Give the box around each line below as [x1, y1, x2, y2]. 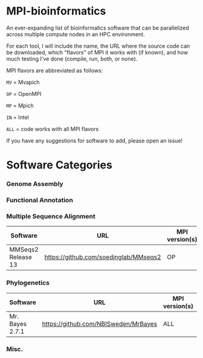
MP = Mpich [6, 101, 34, 109]
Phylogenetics [6, 279, 50, 287]
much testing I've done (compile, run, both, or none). [6, 55, 138, 62]
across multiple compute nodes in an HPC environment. [6, 30, 145, 37]
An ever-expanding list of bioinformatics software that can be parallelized [6, 24, 189, 31]
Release [9, 253, 32, 261]
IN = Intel [6, 113, 29, 121]
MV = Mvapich [6, 78, 40, 86]
